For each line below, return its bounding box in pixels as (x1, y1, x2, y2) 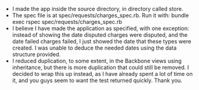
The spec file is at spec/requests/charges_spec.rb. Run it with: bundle (12, 12, 189, 19)
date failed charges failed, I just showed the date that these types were (12, 38, 192, 45)
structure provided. (12, 51, 61, 58)
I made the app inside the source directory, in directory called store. (12, 6, 184, 12)
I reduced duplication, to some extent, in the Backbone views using (12, 58, 182, 64)
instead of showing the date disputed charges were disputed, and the (12, 31, 188, 39)
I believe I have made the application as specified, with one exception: (12, 24, 189, 32)
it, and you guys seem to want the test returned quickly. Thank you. (12, 77, 182, 84)
